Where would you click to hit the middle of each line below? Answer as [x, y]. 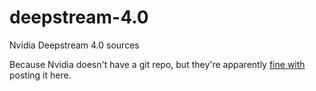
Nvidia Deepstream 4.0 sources [74, 45]
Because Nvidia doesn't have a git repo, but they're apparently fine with [157, 64]
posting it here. [40, 75]
